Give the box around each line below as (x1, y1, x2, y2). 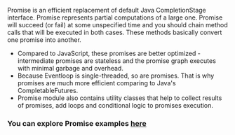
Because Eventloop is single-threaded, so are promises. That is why (17, 71, 215, 80)
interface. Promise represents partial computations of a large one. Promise (7, 13, 223, 22)
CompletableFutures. (17, 87, 79, 94)
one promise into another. (7, 36, 82, 44)
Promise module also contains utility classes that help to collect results (17, 94, 222, 102)
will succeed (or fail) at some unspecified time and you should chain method (7, 21, 228, 29)
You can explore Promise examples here (7, 118, 147, 128)
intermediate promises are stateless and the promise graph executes (17, 57, 216, 65)
